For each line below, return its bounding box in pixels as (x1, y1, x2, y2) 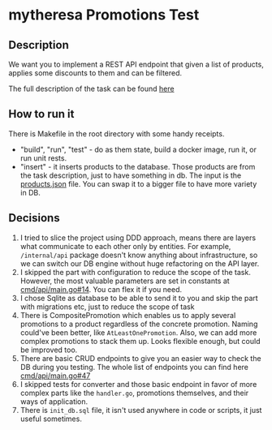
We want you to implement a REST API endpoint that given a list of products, (8, 59, 264, 69)
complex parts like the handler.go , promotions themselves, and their (19, 388, 249, 398)
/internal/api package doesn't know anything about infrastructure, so (19, 250, 258, 260)
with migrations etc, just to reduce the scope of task (19, 302, 195, 312)
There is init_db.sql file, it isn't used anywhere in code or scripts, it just (19, 405, 262, 415)
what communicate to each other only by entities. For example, (19, 241, 231, 251)
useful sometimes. (19, 414, 83, 424)
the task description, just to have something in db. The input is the (19, 170, 242, 180)
